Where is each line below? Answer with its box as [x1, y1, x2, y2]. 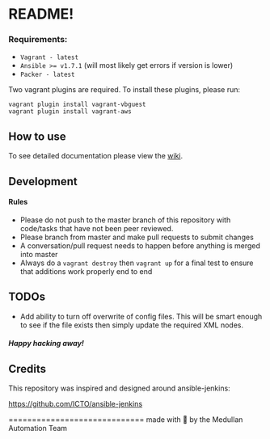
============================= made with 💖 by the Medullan [8, 415, 243, 424]
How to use [8, 129, 66, 143]
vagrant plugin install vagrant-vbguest [8, 100, 147, 109]
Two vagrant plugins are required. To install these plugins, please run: [8, 85, 241, 95]
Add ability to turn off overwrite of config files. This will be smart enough [19, 311, 263, 321]
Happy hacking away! [8, 339, 85, 348]
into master [19, 249, 58, 259]
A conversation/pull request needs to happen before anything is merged [19, 240, 261, 251]
